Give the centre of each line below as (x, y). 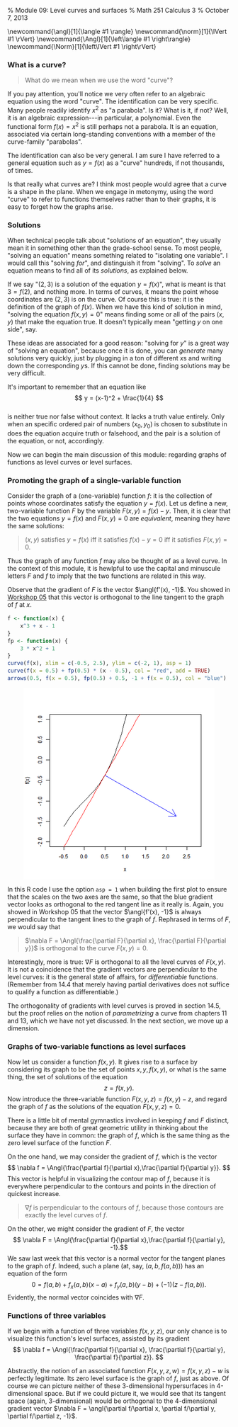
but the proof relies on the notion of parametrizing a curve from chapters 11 (117, 1013)
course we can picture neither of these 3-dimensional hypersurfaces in (111, 1386)
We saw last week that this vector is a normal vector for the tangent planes (116, 1258)
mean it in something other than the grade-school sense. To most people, (115, 248)
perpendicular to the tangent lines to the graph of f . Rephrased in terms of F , (119, 919)
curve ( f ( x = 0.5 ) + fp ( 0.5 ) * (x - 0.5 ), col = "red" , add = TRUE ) (109, 671)
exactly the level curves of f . (66, 1215)
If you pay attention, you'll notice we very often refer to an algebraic (106, 94)
